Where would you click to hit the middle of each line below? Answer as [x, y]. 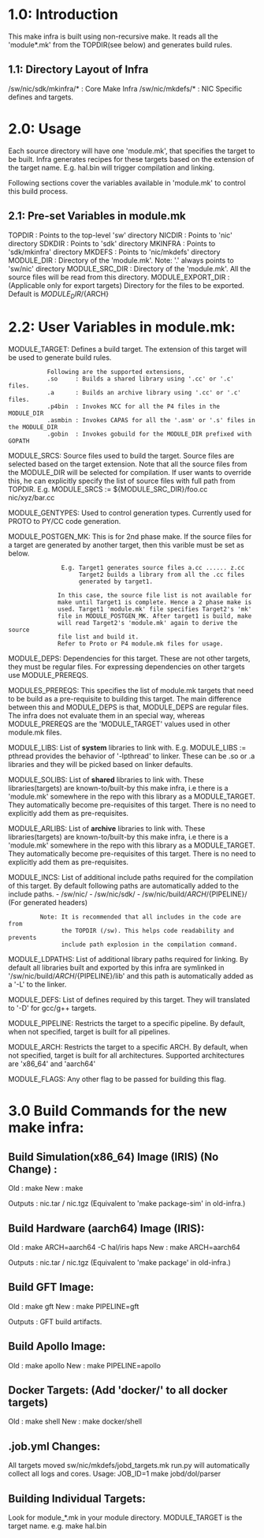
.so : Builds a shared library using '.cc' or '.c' [141, 379]
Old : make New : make [46, 1188]
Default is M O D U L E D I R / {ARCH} [58, 295]
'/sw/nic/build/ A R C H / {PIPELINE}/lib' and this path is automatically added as [131, 976]
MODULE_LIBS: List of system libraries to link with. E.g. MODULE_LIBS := [127, 748]
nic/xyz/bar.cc [32, 498]
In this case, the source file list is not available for [155, 596]
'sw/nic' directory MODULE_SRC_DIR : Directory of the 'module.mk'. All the [129, 268]
